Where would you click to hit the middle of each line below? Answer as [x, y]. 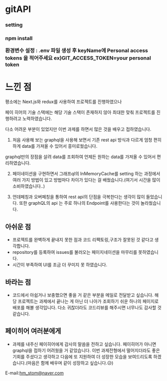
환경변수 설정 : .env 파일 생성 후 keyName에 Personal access [77, 51]
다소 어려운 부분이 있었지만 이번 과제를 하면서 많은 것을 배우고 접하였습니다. [78, 129]
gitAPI [18, 9]
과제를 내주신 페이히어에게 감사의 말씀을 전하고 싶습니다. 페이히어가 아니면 [84, 344]
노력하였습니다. [37, 119]
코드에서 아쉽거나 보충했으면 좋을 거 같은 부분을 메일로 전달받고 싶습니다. [83, 295]
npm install [19, 39]
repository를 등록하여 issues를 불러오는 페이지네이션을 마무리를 [75, 252]
